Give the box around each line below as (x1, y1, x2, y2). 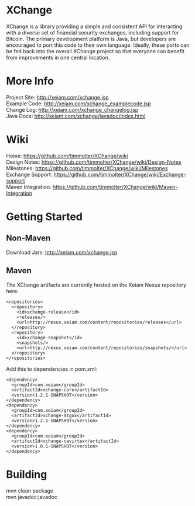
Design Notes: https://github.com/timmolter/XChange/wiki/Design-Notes (6, 159, 182, 166)
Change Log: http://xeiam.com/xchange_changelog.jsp (6, 106, 139, 113)
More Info (6, 74, 54, 88)
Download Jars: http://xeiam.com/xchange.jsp (6, 249, 118, 256)
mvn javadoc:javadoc (6, 493, 57, 500)
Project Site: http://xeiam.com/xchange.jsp (6, 94, 110, 101)
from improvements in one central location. (6, 54, 110, 61)
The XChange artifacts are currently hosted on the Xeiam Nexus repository (6, 281, 187, 288)
